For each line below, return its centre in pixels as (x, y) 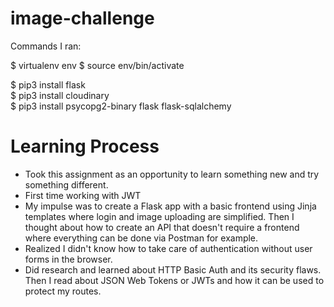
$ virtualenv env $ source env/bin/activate (97, 65)
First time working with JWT (83, 195)
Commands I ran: (46, 46)
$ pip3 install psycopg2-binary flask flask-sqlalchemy (121, 106)
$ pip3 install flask (48, 84)
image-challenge (82, 18)
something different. (66, 184)
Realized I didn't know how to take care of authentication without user (168, 248)
